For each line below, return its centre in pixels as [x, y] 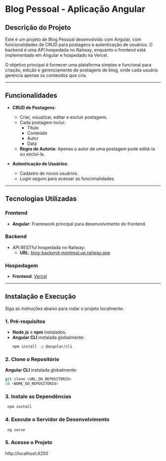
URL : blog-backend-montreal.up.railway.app [65, 253]
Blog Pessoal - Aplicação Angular [75, 9]
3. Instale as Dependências [38, 396]
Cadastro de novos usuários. [49, 173]
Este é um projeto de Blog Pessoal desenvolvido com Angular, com [73, 39]
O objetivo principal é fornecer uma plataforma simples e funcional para [78, 65]
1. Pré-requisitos [25, 321]
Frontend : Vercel [29, 276]
